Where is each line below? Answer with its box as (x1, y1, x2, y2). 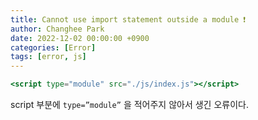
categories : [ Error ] (10, 42, 97, 53)
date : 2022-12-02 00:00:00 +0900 (10, 33, 150, 43)
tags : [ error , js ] (10, 52, 87, 62)
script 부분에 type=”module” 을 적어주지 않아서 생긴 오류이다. (10, 99, 249, 110)
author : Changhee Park (10, 24, 105, 34)
